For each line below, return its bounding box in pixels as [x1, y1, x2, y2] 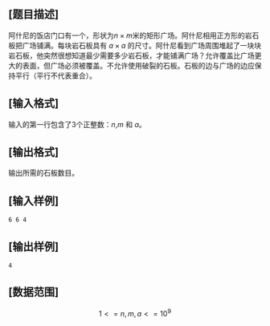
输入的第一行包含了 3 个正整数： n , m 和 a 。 [8, 119, 146, 129]
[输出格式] [8, 146, 59, 159]
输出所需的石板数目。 [8, 168, 79, 178]
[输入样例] [8, 194, 59, 208]
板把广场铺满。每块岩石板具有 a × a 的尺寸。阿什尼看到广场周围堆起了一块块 [8, 40, 262, 50]
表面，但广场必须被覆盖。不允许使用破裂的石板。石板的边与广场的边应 [22, 60, 255, 70]
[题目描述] [8, 7, 59, 22]
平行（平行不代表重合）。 [14, 71, 96, 80]
